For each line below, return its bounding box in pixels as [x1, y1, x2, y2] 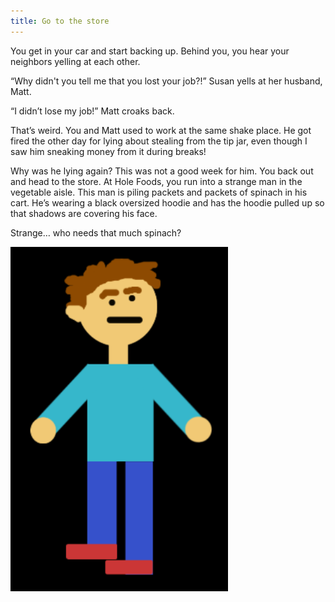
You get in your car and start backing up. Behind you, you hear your [10, 45, 290, 57]
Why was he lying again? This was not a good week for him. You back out [10, 165, 314, 177]
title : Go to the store [10, 16, 110, 26]
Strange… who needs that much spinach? [10, 226, 182, 239]
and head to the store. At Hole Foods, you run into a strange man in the [10, 175, 303, 187]
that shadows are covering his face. [10, 207, 158, 219]
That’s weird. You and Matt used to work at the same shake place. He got [10, 124, 312, 136]
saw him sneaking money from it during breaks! [10, 145, 207, 157]
